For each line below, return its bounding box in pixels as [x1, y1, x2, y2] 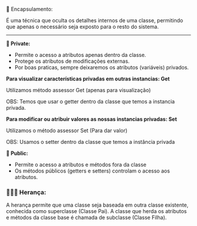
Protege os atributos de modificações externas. [14, 58, 130, 65]
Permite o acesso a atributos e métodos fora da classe [14, 161, 147, 168]
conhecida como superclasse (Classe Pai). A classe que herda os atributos [6, 208, 187, 215]
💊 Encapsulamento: [6, 6, 53, 12]
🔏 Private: [6, 40, 30, 47]
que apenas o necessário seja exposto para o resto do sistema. [6, 23, 159, 30]
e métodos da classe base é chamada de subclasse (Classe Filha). [6, 214, 167, 221]
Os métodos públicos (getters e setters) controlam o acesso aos [14, 167, 170, 174]
